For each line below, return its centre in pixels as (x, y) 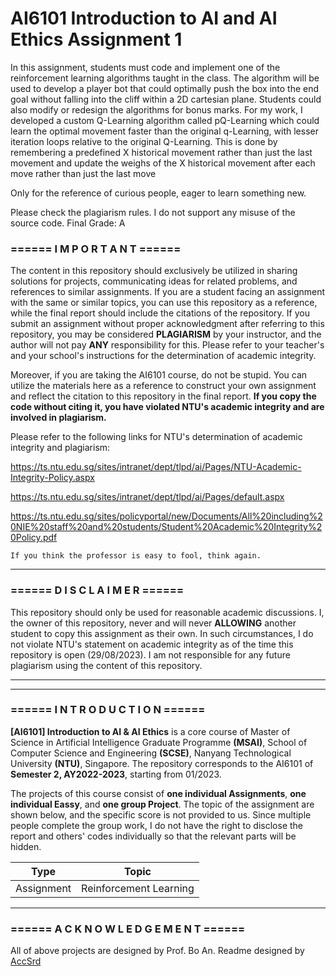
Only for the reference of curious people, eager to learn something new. (158, 193)
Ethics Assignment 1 (96, 39)
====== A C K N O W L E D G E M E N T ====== (128, 929)
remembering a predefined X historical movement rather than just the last (161, 152)
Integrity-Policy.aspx (52, 478)
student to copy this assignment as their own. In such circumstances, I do (162, 633)
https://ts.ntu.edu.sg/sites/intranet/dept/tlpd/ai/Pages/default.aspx (147, 497)
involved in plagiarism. (58, 418)
